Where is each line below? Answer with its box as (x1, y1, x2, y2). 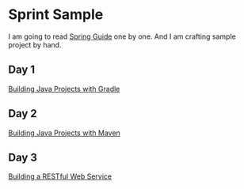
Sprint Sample (8, 6, 104, 24)
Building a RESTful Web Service (8, 172, 112, 181)
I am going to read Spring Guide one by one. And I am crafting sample (8, 32, 236, 41)
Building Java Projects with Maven (8, 128, 120, 138)
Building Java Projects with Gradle (8, 84, 120, 93)
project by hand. (8, 40, 62, 49)
